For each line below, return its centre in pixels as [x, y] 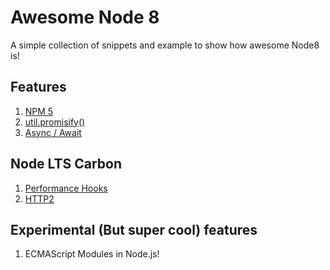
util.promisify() [55, 122]
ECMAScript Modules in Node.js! [92, 254]
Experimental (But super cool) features [134, 229]
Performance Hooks [66, 188]
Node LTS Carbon [66, 164]
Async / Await [53, 132]
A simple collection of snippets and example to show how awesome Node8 [165, 45]
